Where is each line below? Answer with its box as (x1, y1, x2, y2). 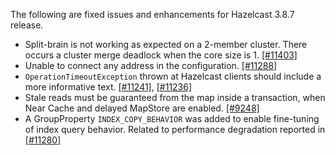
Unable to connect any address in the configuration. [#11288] (24, 60, 278, 71)
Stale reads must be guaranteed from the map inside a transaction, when (24, 92, 326, 103)
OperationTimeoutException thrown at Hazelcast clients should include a (24, 70, 322, 82)
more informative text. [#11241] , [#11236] (24, 81, 193, 93)
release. (10, 19, 44, 31)
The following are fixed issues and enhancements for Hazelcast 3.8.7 (10, 9, 295, 20)
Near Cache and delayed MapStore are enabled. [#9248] (24, 102, 260, 114)
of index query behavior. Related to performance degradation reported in (24, 124, 326, 135)
